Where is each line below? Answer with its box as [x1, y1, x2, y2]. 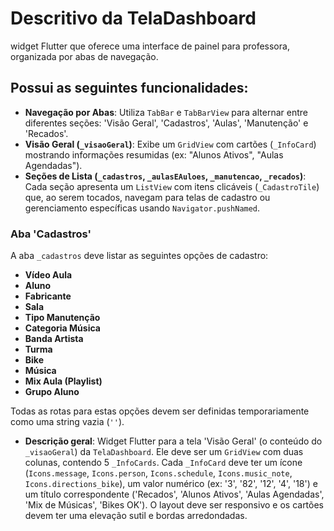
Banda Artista [24, 333, 84, 345]
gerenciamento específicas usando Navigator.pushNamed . [24, 202, 261, 214]
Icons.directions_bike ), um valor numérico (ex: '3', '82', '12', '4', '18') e [24, 478, 318, 490]
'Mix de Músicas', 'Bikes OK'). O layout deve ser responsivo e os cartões [24, 499, 325, 511]
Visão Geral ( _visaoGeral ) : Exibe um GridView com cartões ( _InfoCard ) [24, 138, 317, 150]
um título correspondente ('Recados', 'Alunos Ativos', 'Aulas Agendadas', [24, 488, 325, 501]
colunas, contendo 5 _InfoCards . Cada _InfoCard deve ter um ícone [24, 457, 303, 469]
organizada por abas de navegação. [10, 50, 159, 62]
